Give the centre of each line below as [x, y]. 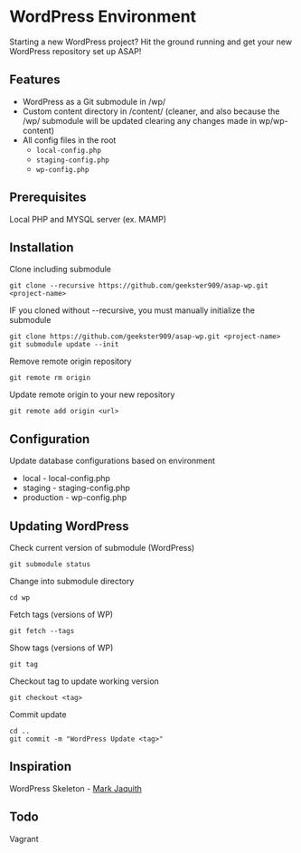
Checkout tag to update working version [85, 681]
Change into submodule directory [72, 581]
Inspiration [41, 767]
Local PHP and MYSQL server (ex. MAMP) [88, 219]
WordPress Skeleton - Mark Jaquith [76, 788]
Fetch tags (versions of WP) [61, 614]
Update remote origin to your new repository [92, 394]
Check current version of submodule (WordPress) [102, 548]
